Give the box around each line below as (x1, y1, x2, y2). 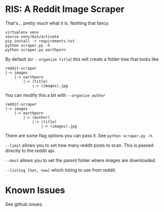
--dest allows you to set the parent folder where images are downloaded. (5, 157, 156, 163)
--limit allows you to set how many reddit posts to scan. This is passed (5, 142, 154, 148)
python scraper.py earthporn (5, 47, 66, 52)
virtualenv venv (5, 30, 39, 35)
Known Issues (5, 184, 65, 196)
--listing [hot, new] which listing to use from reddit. (5, 167, 116, 173)
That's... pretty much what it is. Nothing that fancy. (5, 20, 110, 26)
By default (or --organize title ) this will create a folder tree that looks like (5, 56, 159, 62)
